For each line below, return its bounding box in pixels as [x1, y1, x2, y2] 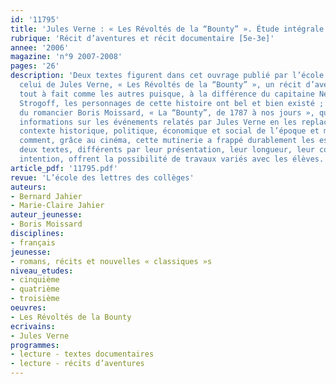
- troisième [10, 294, 60, 304]
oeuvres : [10, 303, 47, 313]
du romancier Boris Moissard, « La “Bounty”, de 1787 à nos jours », [19, 107, 315, 118]
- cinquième [10, 275, 60, 285]
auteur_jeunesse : [10, 210, 83, 220]
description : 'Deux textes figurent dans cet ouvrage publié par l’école [10, 71, 325, 81]
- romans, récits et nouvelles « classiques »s [10, 256, 213, 266]
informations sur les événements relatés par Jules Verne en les [19, 117, 298, 127]
